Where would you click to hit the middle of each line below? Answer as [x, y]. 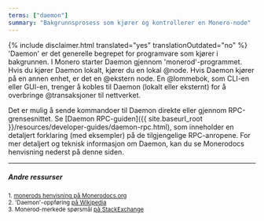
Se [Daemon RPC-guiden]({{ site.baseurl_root [128, 118]
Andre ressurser [35, 177]
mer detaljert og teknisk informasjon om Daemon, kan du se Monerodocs [126, 143]
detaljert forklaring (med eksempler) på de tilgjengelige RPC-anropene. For [130, 135]
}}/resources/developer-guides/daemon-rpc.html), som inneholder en [121, 127]
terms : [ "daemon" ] [38, 15]
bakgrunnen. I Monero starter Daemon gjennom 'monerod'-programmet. [125, 62]
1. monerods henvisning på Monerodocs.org [68, 196]
